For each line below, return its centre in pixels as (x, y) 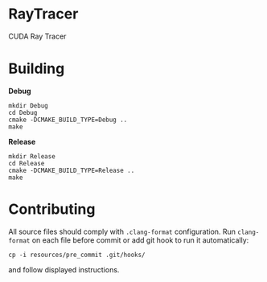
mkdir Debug (28, 105)
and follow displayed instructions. (64, 269)
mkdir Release (32, 156)
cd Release (27, 163)
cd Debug (23, 112)
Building (37, 69)
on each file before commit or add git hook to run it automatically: (140, 240)
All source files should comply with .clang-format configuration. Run (122, 231)
